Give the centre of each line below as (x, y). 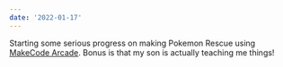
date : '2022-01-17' (46, 17)
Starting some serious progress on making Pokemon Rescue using (133, 43)
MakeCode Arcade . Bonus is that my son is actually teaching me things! (142, 52)
